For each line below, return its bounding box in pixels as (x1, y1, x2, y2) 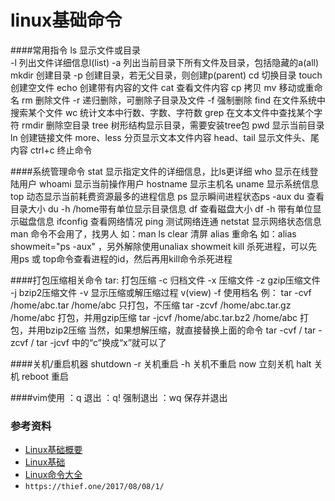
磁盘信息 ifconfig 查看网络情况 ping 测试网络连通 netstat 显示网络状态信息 (18, 215, 322, 227)
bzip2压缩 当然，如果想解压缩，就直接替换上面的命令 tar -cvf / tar (44, 324, 317, 336)
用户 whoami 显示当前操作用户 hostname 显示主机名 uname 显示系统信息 (18, 177, 320, 190)
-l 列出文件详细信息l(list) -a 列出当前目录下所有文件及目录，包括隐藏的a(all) (10, 56, 320, 68)
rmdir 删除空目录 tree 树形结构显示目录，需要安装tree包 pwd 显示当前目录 (21, 119, 325, 131)
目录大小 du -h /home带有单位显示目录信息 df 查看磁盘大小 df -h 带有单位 (10, 202, 313, 215)
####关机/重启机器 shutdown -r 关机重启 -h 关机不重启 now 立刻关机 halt (10, 357, 312, 370)
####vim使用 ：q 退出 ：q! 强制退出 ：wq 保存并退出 (10, 391, 228, 403)
